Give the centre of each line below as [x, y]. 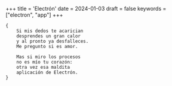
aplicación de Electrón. [47, 72]
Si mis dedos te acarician [50, 31]
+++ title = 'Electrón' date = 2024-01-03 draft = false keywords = [86, 9]
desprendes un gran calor [49, 36]
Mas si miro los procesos [49, 57]
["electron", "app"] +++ [34, 15]
